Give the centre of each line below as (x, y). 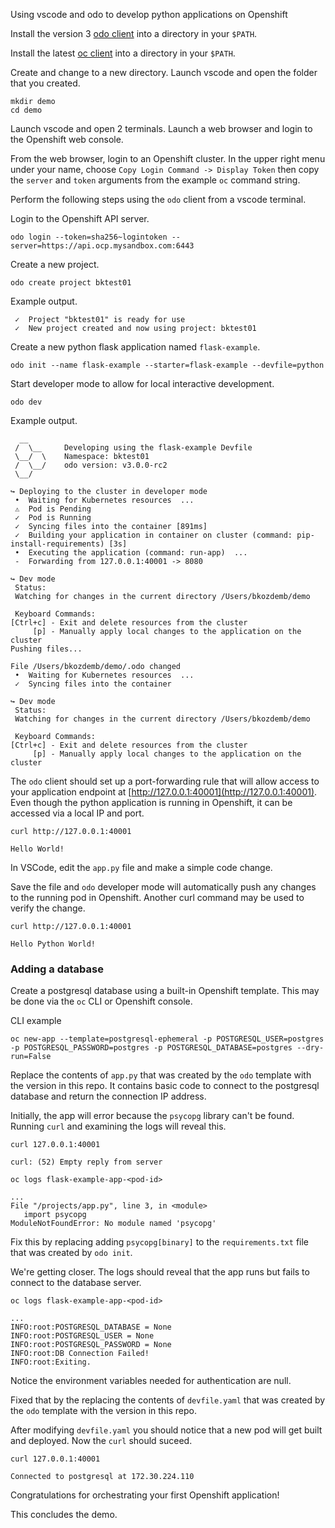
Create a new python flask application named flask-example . (135, 347)
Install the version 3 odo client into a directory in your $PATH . (134, 33)
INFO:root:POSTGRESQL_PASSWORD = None (91, 1345)
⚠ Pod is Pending (53, 509)
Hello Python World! (53, 944)
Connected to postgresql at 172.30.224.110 (102, 1477)
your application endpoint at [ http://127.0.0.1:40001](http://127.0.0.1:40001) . (164, 792)
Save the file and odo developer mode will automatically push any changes (163, 887)
